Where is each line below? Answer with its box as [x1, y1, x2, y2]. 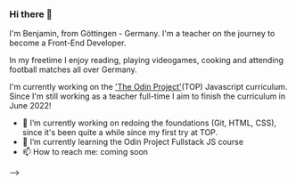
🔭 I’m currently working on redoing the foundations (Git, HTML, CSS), [21, 117, 277, 128]
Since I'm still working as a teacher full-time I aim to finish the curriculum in [9, 91, 286, 101]
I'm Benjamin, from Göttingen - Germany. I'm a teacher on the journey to [9, 28, 275, 39]
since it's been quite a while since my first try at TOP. [21, 127, 218, 138]
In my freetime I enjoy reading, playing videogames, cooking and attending [9, 55, 284, 66]
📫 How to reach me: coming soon [21, 147, 149, 157]
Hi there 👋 [9, 8, 53, 20]
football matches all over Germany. [9, 64, 138, 75]
